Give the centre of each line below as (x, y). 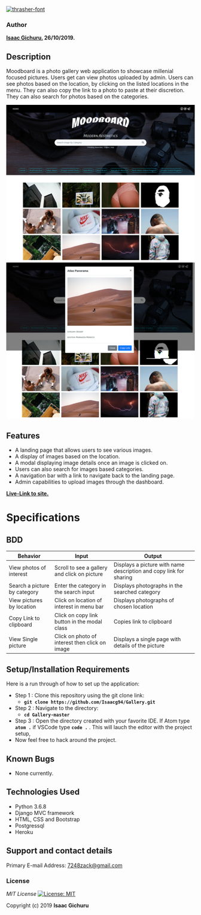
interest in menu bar (79, 607)
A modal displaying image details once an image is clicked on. (91, 463)
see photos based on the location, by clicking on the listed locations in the (98, 84)
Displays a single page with (147, 639)
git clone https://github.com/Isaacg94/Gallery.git (89, 702)
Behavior (29, 556)
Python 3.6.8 (31, 807)
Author (17, 25)
